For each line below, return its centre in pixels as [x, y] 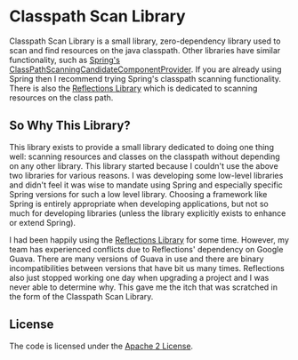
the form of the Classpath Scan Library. [81, 296]
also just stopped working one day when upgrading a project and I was [139, 277]
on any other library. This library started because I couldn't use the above [144, 165]
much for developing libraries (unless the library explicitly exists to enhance [148, 213]
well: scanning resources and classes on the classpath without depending [145, 156]
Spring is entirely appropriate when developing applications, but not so [139, 204]
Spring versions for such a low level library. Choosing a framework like [138, 194]
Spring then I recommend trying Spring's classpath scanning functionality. [145, 78]
